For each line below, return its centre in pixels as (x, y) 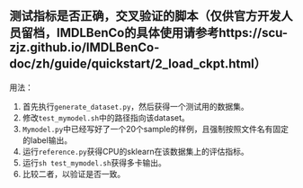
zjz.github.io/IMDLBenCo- (85, 48)
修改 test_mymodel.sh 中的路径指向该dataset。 (106, 117)
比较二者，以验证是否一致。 (74, 174)
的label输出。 (47, 140)
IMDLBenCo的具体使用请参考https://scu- (172, 33)
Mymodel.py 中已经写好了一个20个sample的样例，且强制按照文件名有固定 (156, 129)
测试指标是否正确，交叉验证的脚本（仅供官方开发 (145, 16)
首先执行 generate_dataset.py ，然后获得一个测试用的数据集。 (135, 106)
